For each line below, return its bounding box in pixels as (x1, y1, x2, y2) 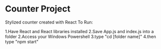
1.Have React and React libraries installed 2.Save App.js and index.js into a (5, 28, 154, 34)
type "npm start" (5, 38, 39, 44)
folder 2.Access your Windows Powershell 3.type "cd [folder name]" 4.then (5, 34, 157, 39)
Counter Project (5, 3, 71, 14)
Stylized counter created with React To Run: (5, 19, 93, 25)
